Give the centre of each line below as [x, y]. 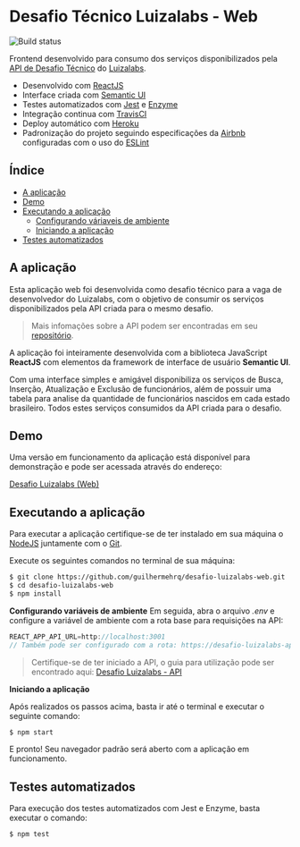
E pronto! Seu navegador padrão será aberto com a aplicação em [129, 750]
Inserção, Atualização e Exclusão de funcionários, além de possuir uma [141, 389]
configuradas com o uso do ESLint [86, 142]
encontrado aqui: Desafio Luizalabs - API [107, 672]
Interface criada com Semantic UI [84, 95]
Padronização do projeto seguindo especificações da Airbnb [133, 132]
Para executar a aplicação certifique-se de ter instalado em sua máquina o [146, 534]
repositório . [52, 335]
